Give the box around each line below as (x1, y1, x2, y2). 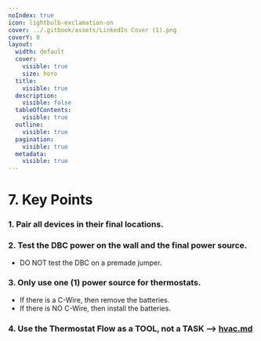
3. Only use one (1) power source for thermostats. (8, 278, 201, 288)
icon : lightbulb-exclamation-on (8, 19, 114, 27)
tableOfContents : (15, 107, 72, 114)
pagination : (15, 135, 55, 143)
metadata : (15, 150, 47, 158)
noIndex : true (8, 11, 55, 20)
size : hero (22, 70, 58, 78)
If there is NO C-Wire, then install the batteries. (19, 303, 171, 313)
